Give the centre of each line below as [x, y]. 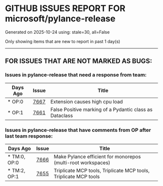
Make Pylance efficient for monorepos [97, 157]
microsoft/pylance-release [60, 19]
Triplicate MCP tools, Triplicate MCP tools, [102, 171]
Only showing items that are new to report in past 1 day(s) [63, 41]
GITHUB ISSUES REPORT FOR [65, 8]
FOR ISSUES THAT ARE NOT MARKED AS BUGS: [79, 61]
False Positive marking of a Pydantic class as [101, 109]
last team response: [29, 136]
